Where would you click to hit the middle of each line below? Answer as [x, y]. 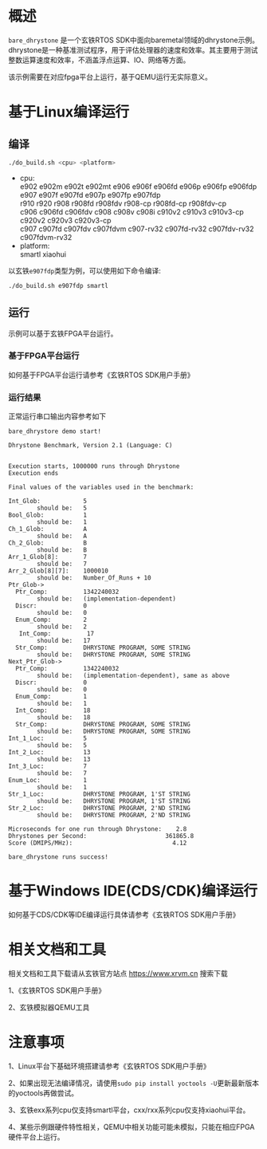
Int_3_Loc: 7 [48, 766]
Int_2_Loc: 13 [49, 753]
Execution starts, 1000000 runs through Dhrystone [94, 466]
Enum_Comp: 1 [51, 697]
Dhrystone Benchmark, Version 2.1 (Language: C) [90, 446]
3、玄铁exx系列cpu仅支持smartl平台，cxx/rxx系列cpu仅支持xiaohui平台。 [129, 1110]
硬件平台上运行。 [36, 1136]
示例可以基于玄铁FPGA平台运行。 [63, 333]
